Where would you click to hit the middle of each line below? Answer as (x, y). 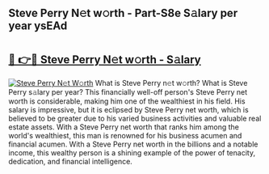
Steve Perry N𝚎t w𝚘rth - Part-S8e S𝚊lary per (123, 13)
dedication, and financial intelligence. (71, 161)
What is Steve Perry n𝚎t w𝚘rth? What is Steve (171, 83)
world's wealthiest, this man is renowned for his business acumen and (125, 136)
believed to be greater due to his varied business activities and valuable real (135, 118)
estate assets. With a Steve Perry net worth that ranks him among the (124, 127)
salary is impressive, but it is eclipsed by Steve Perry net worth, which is (128, 110)
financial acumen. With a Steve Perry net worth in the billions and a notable (133, 144)
